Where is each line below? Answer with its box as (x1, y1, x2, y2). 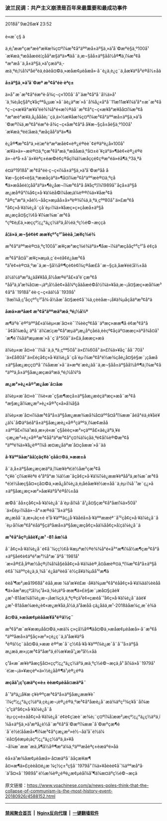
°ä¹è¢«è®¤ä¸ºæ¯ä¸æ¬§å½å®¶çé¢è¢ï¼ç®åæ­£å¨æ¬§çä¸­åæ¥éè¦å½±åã (5, 263, 147, 269)
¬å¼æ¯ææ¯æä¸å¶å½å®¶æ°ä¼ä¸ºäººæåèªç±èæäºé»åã (5, 743, 118, 749)
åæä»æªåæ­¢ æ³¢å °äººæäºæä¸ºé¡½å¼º (5, 308, 88, 314)
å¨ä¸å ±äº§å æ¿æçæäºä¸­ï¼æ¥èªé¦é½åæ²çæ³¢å (5, 466, 101, 472)
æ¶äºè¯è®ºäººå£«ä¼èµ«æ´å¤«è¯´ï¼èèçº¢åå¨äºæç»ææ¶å (5, 320, 127, 326)
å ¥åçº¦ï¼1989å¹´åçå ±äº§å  (84, 182, 137, 188)
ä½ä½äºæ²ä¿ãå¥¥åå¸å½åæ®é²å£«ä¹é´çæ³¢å (5, 274, 97, 280)
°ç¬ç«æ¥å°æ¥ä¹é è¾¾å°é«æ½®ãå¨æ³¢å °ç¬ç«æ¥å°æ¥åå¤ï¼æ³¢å (5, 106, 143, 112)
